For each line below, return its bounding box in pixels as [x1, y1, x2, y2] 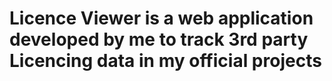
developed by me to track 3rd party [9, 28, 309, 51]
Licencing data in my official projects [9, 50, 322, 72]
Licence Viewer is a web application [9, 7, 314, 30]
